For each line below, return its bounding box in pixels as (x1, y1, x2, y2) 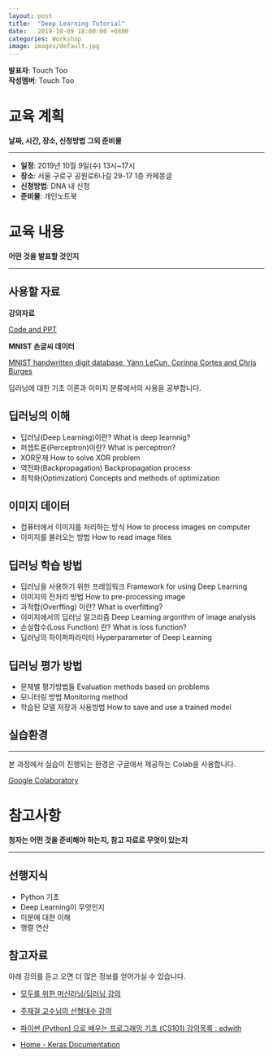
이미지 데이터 (8, 499, 71, 513)
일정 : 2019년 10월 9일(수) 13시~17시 (19, 160, 136, 171)
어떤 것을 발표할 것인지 (8, 252, 80, 261)
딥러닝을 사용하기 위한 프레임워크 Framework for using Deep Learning (19, 581, 248, 591)
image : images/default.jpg (8, 42, 100, 50)
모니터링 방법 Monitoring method (19, 692, 128, 702)
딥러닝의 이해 (8, 409, 71, 423)
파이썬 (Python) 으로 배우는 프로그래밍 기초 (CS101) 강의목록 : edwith (19, 1024, 242, 1033)
